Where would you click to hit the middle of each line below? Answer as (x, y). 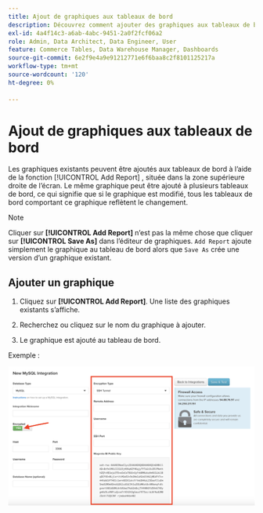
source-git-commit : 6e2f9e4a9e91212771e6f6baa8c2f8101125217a (112, 58)
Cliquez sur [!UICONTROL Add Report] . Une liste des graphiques (124, 301)
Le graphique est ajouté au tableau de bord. (90, 340)
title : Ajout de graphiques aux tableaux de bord (91, 16)
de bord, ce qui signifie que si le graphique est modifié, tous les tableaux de (130, 194)
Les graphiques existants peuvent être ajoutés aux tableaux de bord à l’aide (130, 169)
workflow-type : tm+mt (43, 67)
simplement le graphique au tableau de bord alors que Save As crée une (124, 249)
